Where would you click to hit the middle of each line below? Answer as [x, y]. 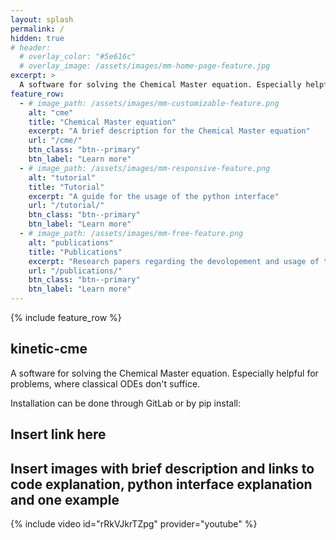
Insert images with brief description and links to [162, 468]
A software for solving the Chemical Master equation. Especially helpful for [164, 373]
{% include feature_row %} [66, 317]
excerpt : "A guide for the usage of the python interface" [154, 196]
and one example [65, 499]
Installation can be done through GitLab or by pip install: [125, 403]
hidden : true [37, 38]
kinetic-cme [49, 349]
